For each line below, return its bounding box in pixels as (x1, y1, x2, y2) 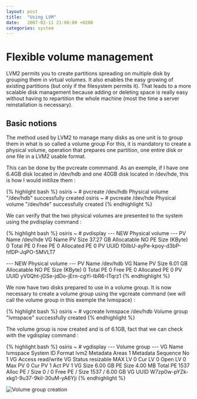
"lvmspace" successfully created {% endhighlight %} (6, 314, 135, 321)
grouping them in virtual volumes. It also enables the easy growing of (6, 76, 173, 83)
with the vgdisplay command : (6, 332, 79, 339)
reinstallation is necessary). (6, 101, 73, 108)
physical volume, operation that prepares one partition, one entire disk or (6, 147, 183, 153)
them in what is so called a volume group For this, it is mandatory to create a (6, 140, 191, 147)
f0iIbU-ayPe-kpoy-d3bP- (120, 242, 181, 249)
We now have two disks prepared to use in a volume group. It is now (6, 284, 172, 291)
